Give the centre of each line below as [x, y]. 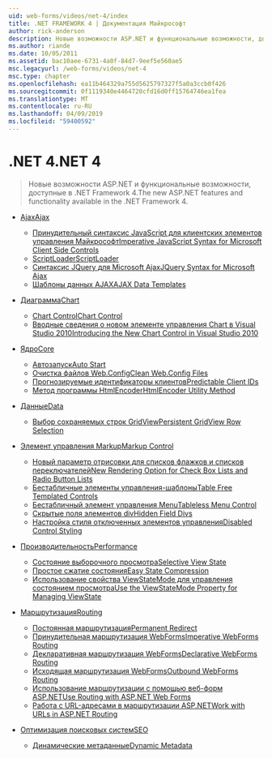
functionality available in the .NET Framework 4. [108, 201]
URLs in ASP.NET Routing [75, 713]
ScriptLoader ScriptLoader [76, 258]
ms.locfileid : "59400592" [52, 122]
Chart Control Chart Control [77, 315]
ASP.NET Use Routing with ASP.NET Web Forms [112, 696]
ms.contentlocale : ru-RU [50, 106]
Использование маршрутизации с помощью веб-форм [127, 688]
